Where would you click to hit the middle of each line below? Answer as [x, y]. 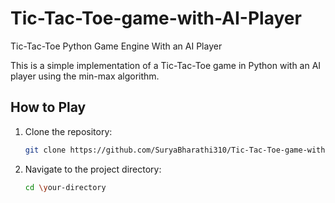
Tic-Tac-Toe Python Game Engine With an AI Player [116, 46]
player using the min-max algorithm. [85, 76]
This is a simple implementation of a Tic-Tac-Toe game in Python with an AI [166, 65]
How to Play [48, 107]
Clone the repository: [68, 131]
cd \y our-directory [65, 187]
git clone [45, 150]
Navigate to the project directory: [93, 169]
